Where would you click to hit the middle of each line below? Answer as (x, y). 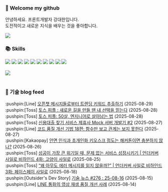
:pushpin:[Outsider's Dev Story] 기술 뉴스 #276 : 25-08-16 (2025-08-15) (79, 178)
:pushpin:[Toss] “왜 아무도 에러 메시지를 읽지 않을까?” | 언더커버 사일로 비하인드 (84, 165)
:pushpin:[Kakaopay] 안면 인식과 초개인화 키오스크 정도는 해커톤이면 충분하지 (81, 140)
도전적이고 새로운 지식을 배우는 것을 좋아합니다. (51, 26)
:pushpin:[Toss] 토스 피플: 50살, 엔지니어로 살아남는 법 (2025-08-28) (74, 116)
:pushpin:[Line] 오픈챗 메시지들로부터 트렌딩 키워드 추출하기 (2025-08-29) (79, 104)
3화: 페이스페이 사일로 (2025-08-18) (41, 171)
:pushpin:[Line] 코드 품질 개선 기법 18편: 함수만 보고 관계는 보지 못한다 (74, 129)
